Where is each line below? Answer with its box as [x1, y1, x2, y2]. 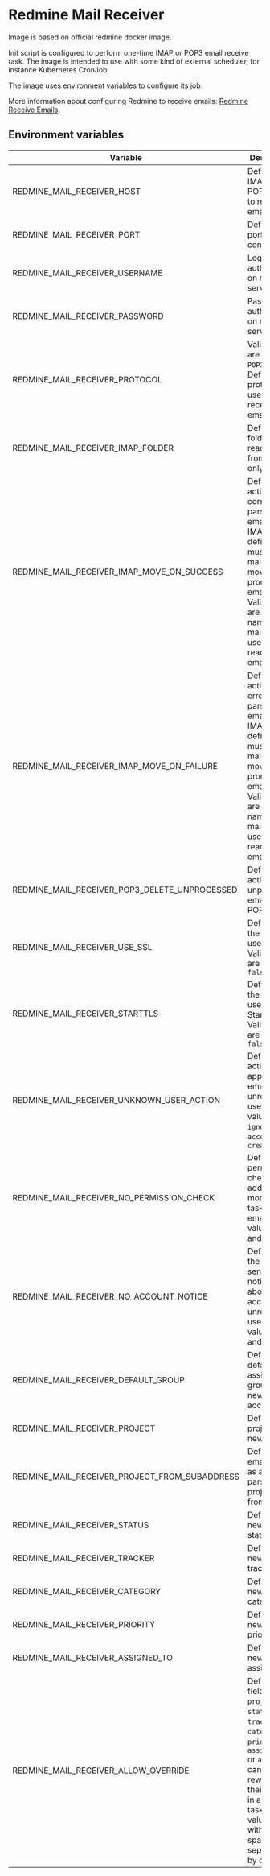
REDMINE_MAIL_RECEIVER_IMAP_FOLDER [12, 442, 174, 453]
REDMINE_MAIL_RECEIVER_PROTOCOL [12, 374, 163, 385]
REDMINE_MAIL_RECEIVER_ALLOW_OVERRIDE [12, 1765, 190, 1776]
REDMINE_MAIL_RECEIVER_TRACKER [12, 1552, 155, 1564]
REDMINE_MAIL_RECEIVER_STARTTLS [12, 1008, 159, 1019]
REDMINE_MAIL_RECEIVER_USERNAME [12, 267, 163, 279]
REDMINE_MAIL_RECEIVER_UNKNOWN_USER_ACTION [12, 1094, 221, 1105]
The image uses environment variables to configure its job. [8, 81, 203, 90]
